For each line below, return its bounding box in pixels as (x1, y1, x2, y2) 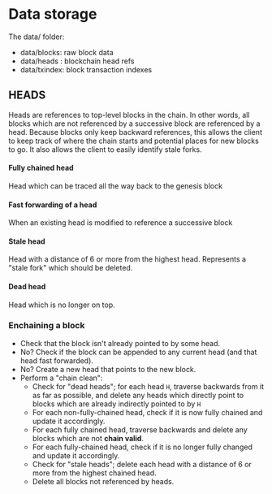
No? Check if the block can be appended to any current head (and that (19, 347, 257, 357)
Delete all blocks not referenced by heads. (32, 476, 175, 486)
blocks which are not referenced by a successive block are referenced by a (8, 119, 261, 128)
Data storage (8, 5, 97, 24)
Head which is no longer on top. (8, 300, 115, 310)
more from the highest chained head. (32, 468, 157, 478)
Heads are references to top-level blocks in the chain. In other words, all (8, 110, 250, 119)
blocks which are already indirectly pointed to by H (32, 399, 201, 409)
